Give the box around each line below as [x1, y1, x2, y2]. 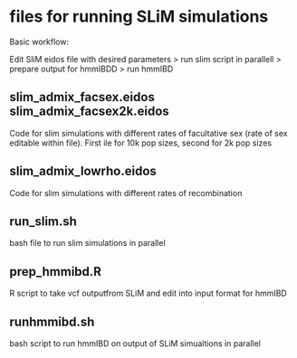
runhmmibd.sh [9, 314, 95, 329]
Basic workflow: [9, 36, 70, 47]
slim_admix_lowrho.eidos [9, 164, 157, 179]
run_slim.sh [9, 213, 77, 229]
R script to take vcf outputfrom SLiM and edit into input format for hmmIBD [9, 287, 287, 299]
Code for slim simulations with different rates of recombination [9, 187, 243, 198]
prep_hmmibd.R [9, 264, 102, 279]
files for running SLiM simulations [9, 6, 269, 27]
